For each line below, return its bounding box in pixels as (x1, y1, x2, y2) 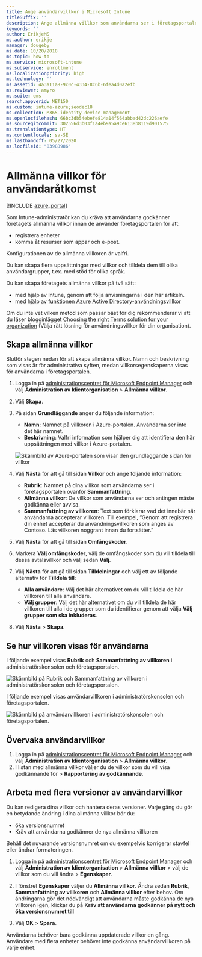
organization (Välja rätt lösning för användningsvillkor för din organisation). (6, 322, 191, 329)
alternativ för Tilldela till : (14, 575, 76, 582)
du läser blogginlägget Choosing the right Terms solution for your (6, 316, 168, 323)
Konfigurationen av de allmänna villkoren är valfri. (6, 249, 129, 257)
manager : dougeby (6, 43, 50, 49)
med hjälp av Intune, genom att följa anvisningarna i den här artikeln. (14, 291, 185, 298)
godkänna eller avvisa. (23, 501, 80, 508)
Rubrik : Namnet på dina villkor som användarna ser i (23, 482, 155, 489)
